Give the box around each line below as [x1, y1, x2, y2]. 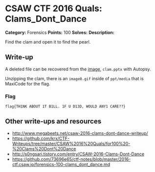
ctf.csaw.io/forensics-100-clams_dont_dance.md [12, 161, 111, 167]
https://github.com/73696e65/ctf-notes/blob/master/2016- [12, 156, 131, 162]
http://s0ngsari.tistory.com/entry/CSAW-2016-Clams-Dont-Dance [12, 151, 145, 157]
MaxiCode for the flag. [5, 81, 50, 86]
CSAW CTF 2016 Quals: [5, 3, 103, 14]
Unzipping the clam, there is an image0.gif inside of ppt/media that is [5, 75, 144, 81]
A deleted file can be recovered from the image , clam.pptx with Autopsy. [5, 66, 151, 72]
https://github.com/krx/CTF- [12, 135, 70, 141]
